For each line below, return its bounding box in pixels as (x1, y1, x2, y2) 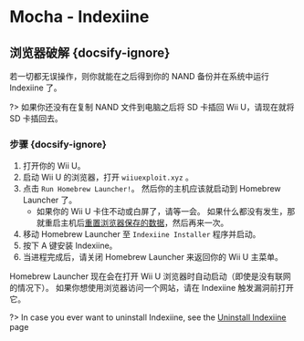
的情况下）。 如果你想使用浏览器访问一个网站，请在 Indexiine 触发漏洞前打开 (9, 283, 295, 294)
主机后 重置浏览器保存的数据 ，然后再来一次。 (60, 217, 229, 229)
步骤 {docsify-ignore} (9, 138, 107, 150)
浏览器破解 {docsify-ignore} (9, 45, 171, 60)
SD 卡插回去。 (9, 113, 64, 124)
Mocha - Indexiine (9, 6, 150, 27)
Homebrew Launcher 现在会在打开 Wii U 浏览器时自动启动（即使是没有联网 (9, 271, 291, 282)
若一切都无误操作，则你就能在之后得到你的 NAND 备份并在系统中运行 (9, 71, 269, 81)
